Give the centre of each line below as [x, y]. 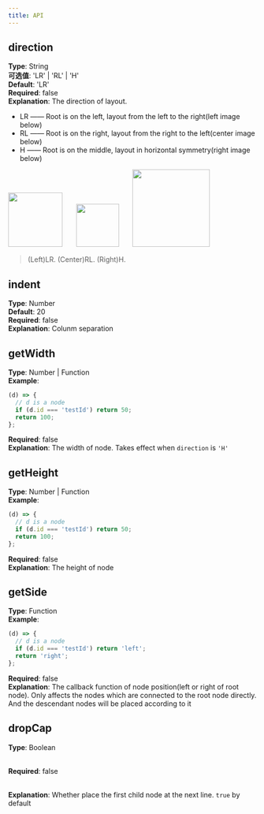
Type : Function [33, 611]
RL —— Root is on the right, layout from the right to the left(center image [138, 133]
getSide [28, 592]
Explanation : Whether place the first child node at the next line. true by [124, 794]
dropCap [30, 728]
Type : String [28, 66]
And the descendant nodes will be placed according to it [100, 704]
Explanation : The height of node [61, 567]
